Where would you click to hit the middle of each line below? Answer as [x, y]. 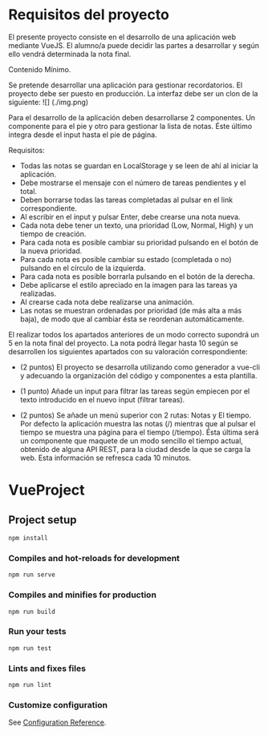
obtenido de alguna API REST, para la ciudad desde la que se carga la [135, 449]
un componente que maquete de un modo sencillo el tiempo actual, [131, 440]
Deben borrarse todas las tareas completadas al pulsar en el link [126, 200]
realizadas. [38, 293]
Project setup [43, 520]
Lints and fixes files [47, 668]
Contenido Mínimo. [40, 69]
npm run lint [30, 685]
